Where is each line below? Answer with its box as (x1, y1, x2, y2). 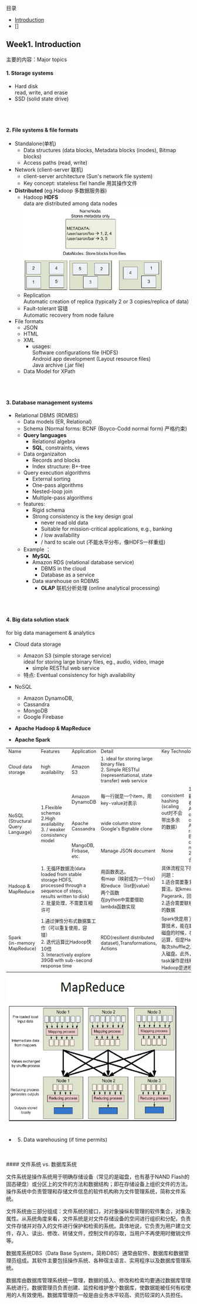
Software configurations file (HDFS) (32, 349, 118, 356)
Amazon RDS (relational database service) (32, 559, 135, 566)
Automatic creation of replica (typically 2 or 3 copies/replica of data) (23, 298, 189, 305)
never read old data (40, 519, 89, 527)
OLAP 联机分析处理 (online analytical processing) (40, 585, 160, 592)
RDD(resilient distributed (100, 934, 154, 941)
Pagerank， (161, 893, 187, 900)
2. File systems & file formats (6, 126, 79, 133)
